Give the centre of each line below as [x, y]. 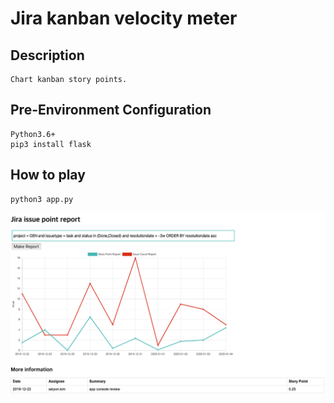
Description [47, 55]
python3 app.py [42, 199]
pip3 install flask [51, 144]
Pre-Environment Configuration [111, 110]
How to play [48, 175]
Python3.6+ [33, 134]
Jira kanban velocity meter [124, 18]
